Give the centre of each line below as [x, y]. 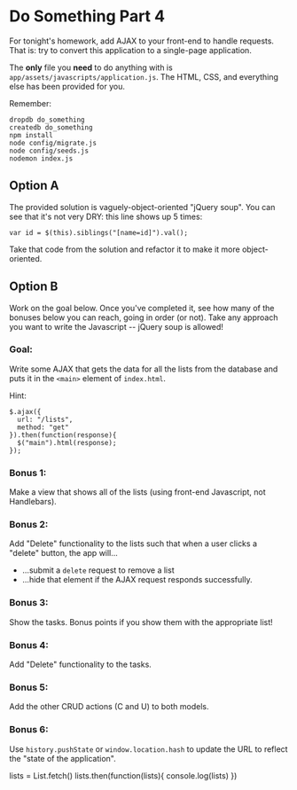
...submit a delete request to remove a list [98, 570]
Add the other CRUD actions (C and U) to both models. [109, 707]
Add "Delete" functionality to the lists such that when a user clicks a [133, 544]
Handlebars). [33, 502]
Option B [34, 287]
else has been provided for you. [67, 86]
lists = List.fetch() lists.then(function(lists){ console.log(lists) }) [123, 775]
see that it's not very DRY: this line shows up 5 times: [106, 216]
